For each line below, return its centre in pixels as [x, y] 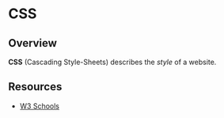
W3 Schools [40, 106]
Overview [33, 43]
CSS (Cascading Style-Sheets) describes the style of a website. [112, 62]
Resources [35, 87]
